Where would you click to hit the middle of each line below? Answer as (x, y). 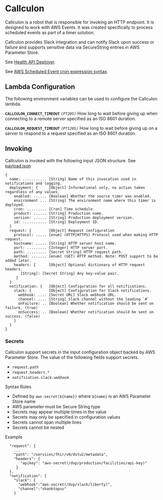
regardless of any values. (32, 192)
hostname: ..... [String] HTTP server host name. (65, 243)
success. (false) (23, 316)
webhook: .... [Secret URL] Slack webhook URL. (67, 295)
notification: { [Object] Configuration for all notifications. (78, 286)
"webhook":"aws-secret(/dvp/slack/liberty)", (65, 484)
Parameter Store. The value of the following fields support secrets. (72, 357)
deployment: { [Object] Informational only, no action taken (77, 187)
